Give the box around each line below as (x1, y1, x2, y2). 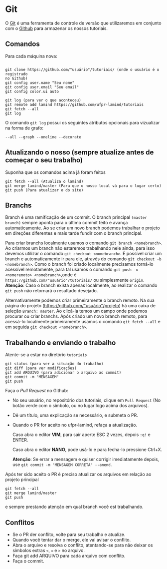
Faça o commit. (12, 558, 44, 564)
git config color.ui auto (5, 89, 59, 94)
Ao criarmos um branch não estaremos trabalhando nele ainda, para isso (5, 245, 155, 251)
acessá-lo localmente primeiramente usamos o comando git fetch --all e (5, 319, 161, 325)
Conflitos (5, 518, 35, 527)
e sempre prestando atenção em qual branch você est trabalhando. (5, 504, 144, 510)
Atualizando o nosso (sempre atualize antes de (5, 148, 154, 157)
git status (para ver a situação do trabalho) (5, 361, 104, 367)
